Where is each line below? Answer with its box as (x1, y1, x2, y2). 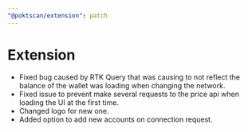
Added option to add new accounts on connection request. (18, 115, 213, 124)
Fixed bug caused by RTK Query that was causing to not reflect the (18, 72, 241, 82)
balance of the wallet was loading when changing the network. (18, 80, 226, 90)
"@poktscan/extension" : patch (7, 11, 108, 20)
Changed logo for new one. (18, 106, 109, 115)
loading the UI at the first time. (18, 97, 119, 107)
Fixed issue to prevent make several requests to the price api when (18, 89, 240, 99)
